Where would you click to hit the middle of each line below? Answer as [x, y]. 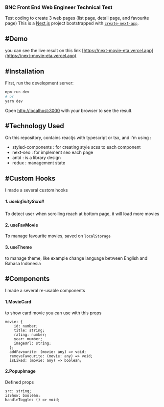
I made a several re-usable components [45, 291]
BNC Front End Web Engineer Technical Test [59, 7]
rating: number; [31, 335]
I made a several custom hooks [36, 190]
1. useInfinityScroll [24, 201]
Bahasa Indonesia [23, 263]
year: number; [28, 339]
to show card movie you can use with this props [53, 313]
